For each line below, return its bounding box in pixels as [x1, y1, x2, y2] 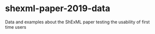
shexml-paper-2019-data [5, 3, 111, 14]
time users [5, 24, 26, 30]
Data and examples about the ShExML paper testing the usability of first [5, 19, 150, 25]
